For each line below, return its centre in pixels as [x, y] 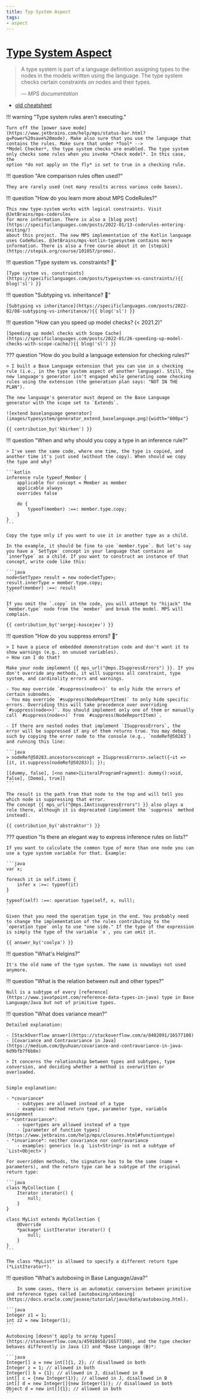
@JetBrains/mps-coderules [38, 215]
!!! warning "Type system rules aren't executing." [66, 117]
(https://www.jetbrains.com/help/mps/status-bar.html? [76, 133]
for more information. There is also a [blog [64, 220]
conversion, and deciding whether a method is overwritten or [85, 1067]
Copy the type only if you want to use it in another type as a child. [97, 535]
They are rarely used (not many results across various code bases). [95, 187]
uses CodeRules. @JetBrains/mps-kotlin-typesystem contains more [89, 241]
